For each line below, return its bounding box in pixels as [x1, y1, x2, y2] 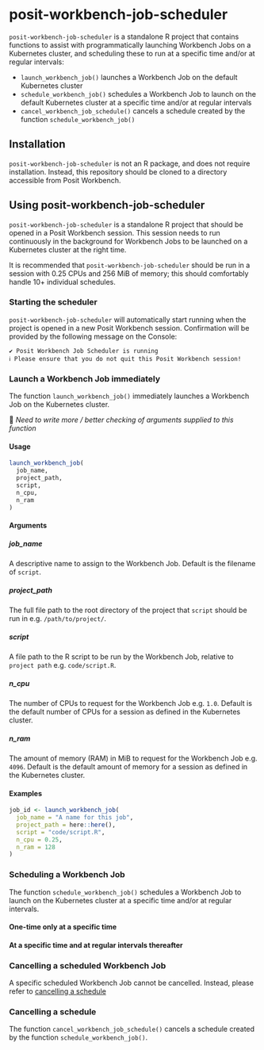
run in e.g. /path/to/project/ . [9, 614, 106, 623]
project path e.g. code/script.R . [9, 660, 117, 669]
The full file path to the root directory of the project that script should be [9, 605, 248, 615]
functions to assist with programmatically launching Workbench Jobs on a [9, 40, 251, 49]
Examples [9, 788, 43, 798]
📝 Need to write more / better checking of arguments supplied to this [9, 415, 234, 425]
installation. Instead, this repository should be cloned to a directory [9, 167, 228, 176]
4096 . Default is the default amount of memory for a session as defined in [9, 761, 248, 771]
